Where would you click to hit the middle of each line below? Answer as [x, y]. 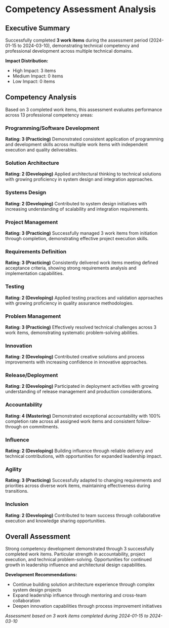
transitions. [17, 491]
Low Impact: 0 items [34, 81]
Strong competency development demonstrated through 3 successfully [80, 549]
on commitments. [41, 426]
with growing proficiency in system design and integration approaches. [79, 179]
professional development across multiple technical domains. [69, 51]
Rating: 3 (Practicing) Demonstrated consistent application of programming [85, 139]
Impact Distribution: [27, 61]
